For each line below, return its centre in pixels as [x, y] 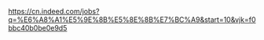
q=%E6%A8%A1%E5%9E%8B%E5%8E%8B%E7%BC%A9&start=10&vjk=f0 [132, 20]
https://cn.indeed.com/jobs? [54, 11]
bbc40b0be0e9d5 [38, 28]
